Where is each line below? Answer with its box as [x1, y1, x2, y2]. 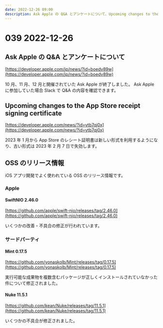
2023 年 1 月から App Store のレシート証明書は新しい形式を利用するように [5, 137, 154, 143]
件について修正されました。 [5, 281, 61, 286]
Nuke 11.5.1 [5, 292, 28, 297]
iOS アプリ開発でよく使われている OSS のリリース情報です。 [5, 172, 126, 178]
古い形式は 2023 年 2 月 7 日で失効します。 [13, 143, 99, 149]
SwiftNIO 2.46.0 [5, 197, 39, 203]
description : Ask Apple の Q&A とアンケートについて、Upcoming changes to [5, 12, 150, 16]
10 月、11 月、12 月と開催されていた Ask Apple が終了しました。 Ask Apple [5, 81, 154, 87]
